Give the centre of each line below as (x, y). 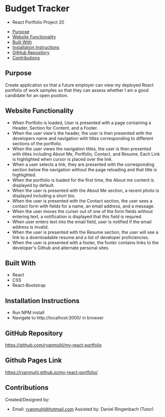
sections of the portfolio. (37, 143)
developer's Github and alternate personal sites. (61, 248)
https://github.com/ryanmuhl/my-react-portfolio (54, 345)
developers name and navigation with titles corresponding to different (83, 138)
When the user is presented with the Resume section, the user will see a (85, 232)
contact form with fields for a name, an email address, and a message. (83, 206)
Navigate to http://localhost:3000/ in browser (58, 318)
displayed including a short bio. (44, 195)
